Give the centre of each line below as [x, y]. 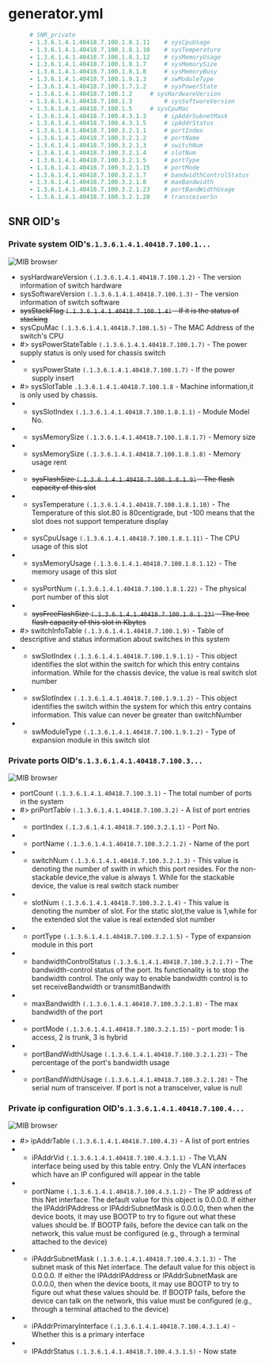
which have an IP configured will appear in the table [116, 1174]
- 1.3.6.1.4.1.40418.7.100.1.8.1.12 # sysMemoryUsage [125, 57]
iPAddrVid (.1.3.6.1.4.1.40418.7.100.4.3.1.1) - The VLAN [129, 1158]
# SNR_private [53, 35]
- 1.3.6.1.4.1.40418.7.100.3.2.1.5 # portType [114, 160]
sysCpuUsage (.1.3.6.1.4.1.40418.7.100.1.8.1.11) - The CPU [135, 538]
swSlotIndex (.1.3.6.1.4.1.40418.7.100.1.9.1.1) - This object [134, 655]
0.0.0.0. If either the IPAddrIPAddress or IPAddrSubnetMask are [134, 1276]
